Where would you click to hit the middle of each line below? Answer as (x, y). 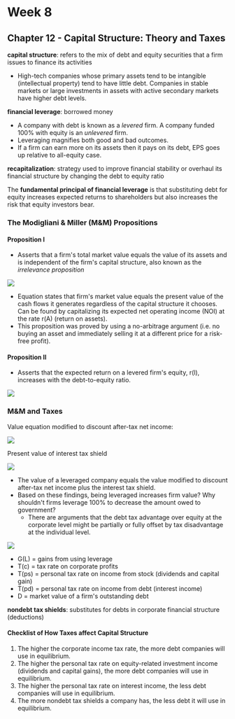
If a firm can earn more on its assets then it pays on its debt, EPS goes (119, 147)
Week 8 (30, 12)
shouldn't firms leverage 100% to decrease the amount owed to (109, 502)
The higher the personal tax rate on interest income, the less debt (112, 685)
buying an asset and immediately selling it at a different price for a (113, 334)
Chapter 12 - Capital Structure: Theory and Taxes (116, 38)
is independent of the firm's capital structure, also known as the (109, 263)
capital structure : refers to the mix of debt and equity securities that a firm (115, 55)
